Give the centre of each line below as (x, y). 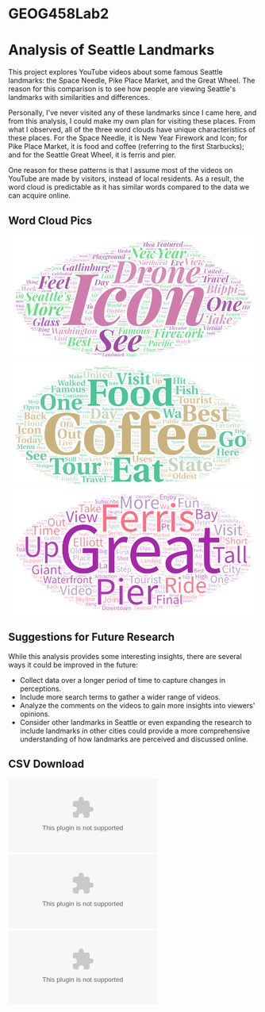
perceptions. (40, 688)
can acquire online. (40, 196)
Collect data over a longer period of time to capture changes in (123, 680)
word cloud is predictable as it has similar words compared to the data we (129, 187)
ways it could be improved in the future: (73, 665)
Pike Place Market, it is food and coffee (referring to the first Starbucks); (126, 147)
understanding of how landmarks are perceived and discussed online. (134, 739)
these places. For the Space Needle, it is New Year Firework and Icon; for (128, 138)
